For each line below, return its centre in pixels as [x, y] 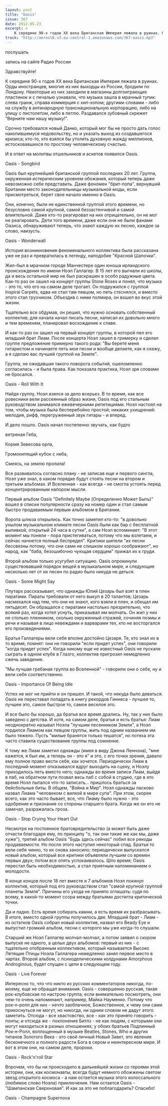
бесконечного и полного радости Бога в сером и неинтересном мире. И [83, 1042]
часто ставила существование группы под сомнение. [62, 741]
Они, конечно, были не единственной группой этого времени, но [75, 204]
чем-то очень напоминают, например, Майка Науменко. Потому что [79, 999]
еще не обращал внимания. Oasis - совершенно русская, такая [89, 989]
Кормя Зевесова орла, [29, 444]
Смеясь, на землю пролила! [35, 464]
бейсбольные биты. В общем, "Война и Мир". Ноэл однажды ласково [79, 788]
